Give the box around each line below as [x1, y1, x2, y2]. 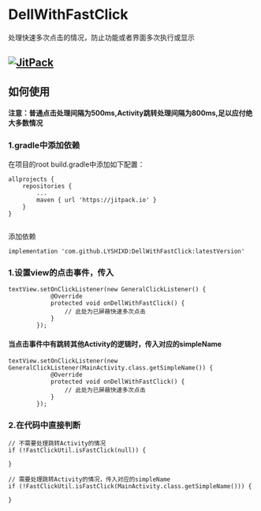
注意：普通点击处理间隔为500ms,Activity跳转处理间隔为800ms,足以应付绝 [8, 108, 253, 118]
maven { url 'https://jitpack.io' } [36, 196, 157, 204]
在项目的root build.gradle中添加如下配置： [8, 160, 145, 169]
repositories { [22, 182, 73, 190]
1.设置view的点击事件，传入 [8, 267, 114, 278]
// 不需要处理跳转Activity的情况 [8, 440, 106, 448]
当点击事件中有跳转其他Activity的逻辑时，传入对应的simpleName [8, 339, 222, 348]
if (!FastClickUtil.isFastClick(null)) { [8, 446, 147, 455]
